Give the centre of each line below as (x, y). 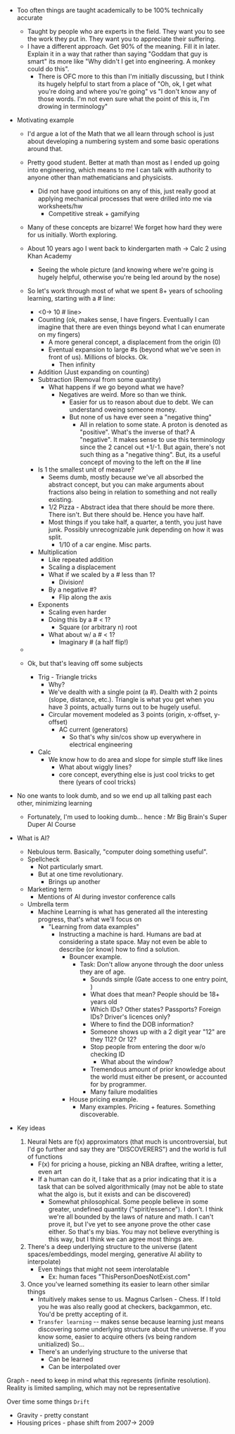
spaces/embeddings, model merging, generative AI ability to (115, 1254)
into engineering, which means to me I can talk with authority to (119, 170)
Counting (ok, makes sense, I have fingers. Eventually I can (123, 319)
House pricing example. (104, 1099)
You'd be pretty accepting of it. (83, 1314)
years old (104, 1002)
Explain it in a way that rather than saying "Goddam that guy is (118, 54)
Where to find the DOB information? (142, 1024)
